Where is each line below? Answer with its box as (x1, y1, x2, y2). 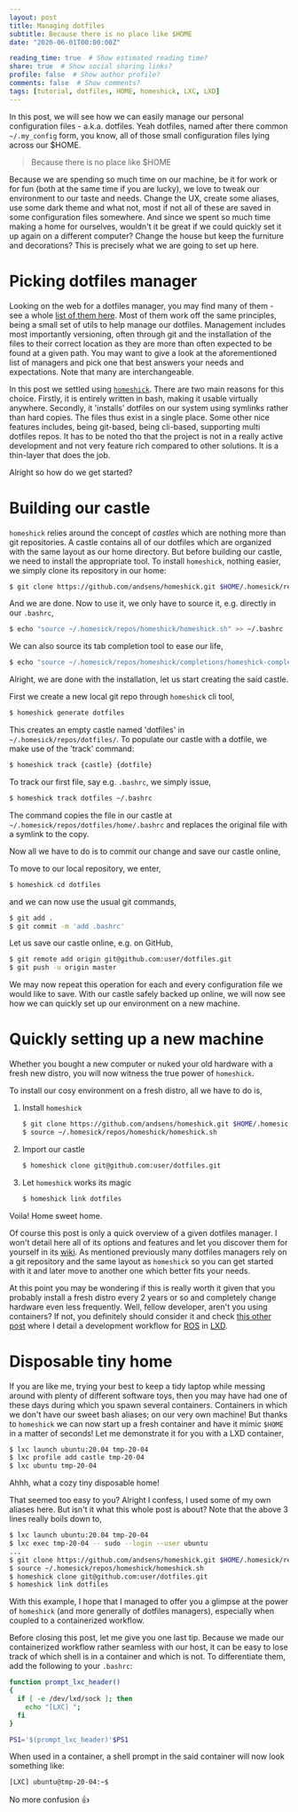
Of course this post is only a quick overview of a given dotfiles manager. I (9, 1227, 278, 1238)
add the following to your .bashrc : (9, 1661, 133, 1672)
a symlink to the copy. (9, 828, 90, 839)
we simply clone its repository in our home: (9, 565, 167, 575)
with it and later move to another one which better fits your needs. (9, 1265, 251, 1276)
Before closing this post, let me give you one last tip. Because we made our (9, 1633, 285, 1643)
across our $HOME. (9, 139, 82, 150)
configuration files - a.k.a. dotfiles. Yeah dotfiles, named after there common (9, 121, 288, 131)
